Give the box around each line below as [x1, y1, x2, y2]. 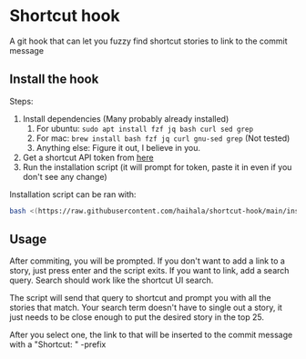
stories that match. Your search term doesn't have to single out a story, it [9, 302, 282, 314]
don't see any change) [22, 171, 107, 182]
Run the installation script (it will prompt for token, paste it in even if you [22, 161, 292, 173]
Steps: [9, 95, 34, 106]
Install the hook [9, 72, 99, 87]
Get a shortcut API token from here [22, 152, 154, 163]
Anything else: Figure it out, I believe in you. [36, 142, 200, 153]
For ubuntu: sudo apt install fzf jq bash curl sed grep [36, 123, 253, 134]
